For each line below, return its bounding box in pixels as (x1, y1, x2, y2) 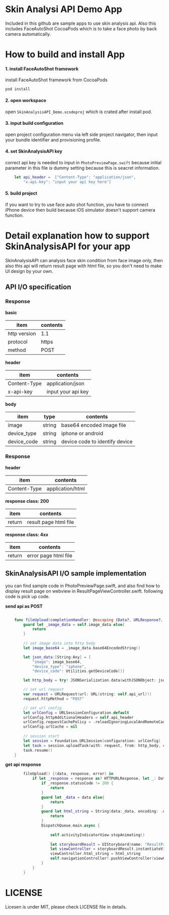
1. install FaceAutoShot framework (5, 66, 79, 72)
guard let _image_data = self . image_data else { (23, 622, 125, 627)
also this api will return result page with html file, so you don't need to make (5, 263, 162, 269)
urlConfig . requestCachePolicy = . (23, 719, 96, 725)
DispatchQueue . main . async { (41, 823, 100, 828)
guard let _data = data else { (41, 795, 105, 800)
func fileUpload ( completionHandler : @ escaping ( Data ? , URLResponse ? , (14, 617, 163, 622)
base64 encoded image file (61, 421, 127, 428)
